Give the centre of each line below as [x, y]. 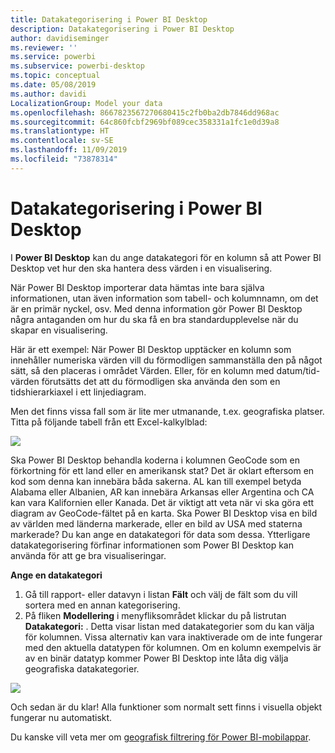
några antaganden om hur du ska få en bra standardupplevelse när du [154, 319]
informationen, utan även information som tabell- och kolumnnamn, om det [164, 298]
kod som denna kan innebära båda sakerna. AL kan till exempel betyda [156, 481]
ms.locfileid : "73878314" [64, 159]
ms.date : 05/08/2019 [53, 85]
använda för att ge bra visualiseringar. [88, 555]
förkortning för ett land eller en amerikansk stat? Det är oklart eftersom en [162, 470]
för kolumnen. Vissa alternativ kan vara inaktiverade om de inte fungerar [173, 637]
